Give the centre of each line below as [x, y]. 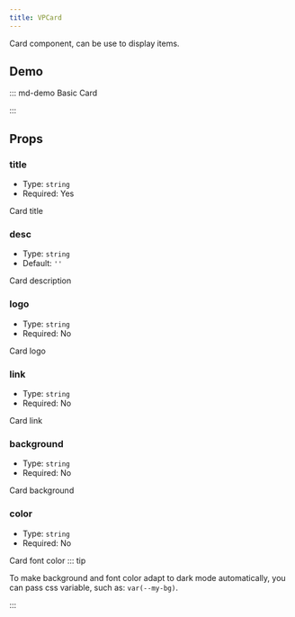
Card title [26, 211]
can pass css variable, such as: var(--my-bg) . [94, 587]
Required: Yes [48, 193]
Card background [42, 490]
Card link [26, 421]
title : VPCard [36, 18]
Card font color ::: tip [48, 560]
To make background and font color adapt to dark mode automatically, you [147, 577]
